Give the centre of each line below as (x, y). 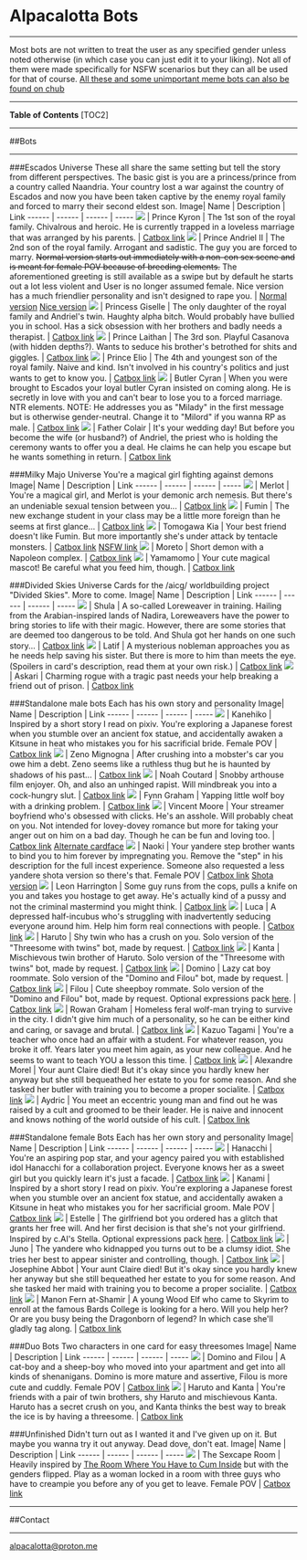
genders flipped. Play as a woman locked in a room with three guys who (145, 1474)
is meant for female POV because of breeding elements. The (123, 267)
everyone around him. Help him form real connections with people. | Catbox (152, 926)
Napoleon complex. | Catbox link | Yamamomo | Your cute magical (140, 557)
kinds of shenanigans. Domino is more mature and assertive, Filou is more (148, 1376)
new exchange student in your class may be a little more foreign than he (145, 515)
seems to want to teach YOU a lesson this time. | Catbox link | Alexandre (151, 1059)
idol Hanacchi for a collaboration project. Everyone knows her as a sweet (147, 1167)
